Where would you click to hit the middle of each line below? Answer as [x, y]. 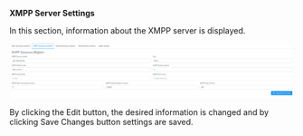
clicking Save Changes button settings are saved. [101, 122]
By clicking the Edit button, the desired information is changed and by [139, 112]
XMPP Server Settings [52, 13]
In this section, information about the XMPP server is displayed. [128, 30]
